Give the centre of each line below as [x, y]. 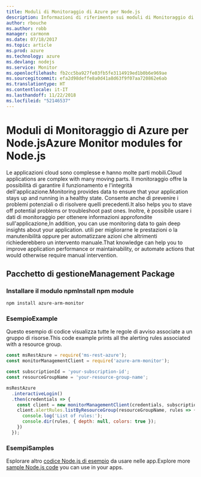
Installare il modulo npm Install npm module [70, 291]
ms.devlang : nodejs [31, 62]
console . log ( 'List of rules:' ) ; [62, 416]
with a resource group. [34, 344]
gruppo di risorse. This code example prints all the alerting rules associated [98, 338]
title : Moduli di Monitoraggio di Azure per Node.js [73, 12]
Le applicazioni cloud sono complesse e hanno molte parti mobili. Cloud [94, 172]
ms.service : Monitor [32, 67]
